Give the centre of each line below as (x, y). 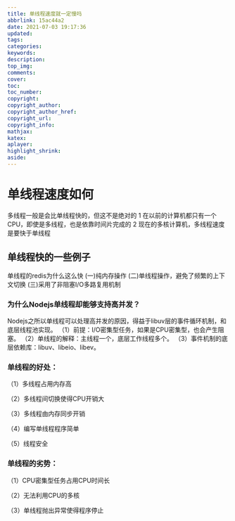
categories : (25, 46)
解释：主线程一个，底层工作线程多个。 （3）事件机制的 (142, 338)
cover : (17, 79)
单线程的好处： (33, 367)
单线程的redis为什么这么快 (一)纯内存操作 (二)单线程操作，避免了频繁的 (110, 276)
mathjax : (20, 131)
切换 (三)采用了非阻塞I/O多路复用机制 (67, 284)
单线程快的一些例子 (49, 257)
